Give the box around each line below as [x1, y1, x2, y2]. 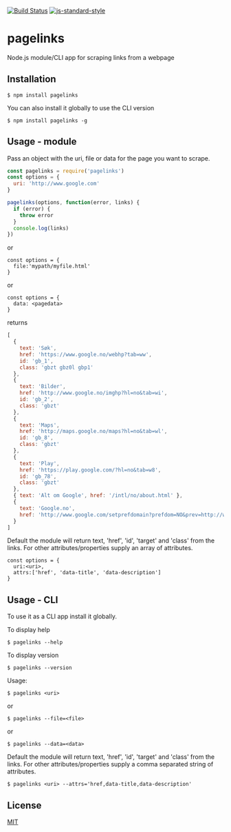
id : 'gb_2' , [19, 396, 54, 403]
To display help [7, 626, 50, 634]
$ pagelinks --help [7, 639, 63, 646]
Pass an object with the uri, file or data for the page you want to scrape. [7, 154, 210, 162]
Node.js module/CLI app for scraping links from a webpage [7, 53, 175, 61]
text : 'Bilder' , [19, 383, 67, 390]
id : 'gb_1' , [19, 357, 54, 365]
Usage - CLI [7, 593, 58, 606]
